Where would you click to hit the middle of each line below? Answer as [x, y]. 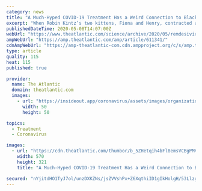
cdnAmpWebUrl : [24, 46]
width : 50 [34, 107]
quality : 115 [23, 57]
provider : [19, 79]
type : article [24, 51]
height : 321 [32, 162]
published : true [26, 68]
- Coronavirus [29, 134]
